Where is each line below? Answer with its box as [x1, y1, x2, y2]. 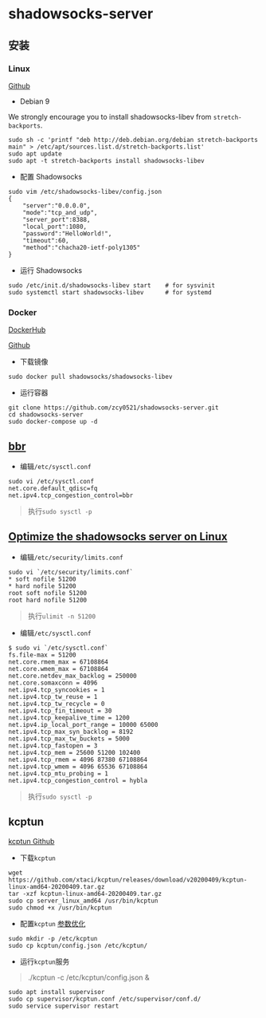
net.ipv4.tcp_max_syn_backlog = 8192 [8, 728, 134, 736]
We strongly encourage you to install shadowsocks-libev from [8, 112, 212, 121]
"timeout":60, [22, 236, 69, 244]
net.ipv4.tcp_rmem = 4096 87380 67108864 [8, 756, 148, 763]
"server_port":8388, [22, 215, 91, 223]
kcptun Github [8, 836, 55, 846]
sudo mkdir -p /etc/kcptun [8, 934, 98, 942]
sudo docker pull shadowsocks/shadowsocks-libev [8, 373, 173, 381]
